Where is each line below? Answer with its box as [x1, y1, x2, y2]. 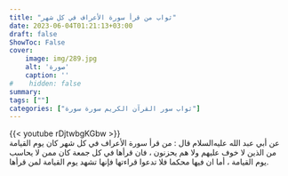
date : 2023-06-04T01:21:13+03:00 [9, 21, 133, 30]
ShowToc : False [9, 37, 66, 47]
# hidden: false [9, 79, 82, 88]
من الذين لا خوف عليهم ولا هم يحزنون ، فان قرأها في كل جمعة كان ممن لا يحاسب [9, 148, 277, 158]
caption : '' [25, 71, 69, 80]
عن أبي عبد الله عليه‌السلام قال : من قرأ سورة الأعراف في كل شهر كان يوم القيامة [9, 138, 280, 148]
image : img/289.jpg [25, 54, 98, 63]
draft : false [9, 29, 58, 38]
